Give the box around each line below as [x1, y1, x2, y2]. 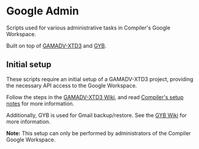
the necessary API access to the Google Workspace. [6, 82, 137, 89]
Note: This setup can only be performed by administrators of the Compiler [6, 129, 191, 136]
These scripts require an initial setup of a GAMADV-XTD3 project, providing [6, 75, 194, 82]
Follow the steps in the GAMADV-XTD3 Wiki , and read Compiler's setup [6, 93, 184, 100]
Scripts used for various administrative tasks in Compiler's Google [6, 24, 171, 31]
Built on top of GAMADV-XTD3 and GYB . [6, 42, 107, 49]
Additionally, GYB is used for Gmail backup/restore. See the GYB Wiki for [6, 111, 187, 118]
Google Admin [6, 4, 80, 18]
